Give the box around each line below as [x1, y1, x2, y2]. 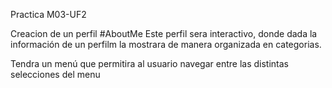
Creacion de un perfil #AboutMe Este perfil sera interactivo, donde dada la [10, 28, 318, 39]
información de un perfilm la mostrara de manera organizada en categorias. [10, 39, 322, 50]
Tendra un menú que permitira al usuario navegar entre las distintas [10, 58, 289, 69]
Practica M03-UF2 [10, 9, 87, 20]
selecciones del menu [10, 69, 101, 80]
